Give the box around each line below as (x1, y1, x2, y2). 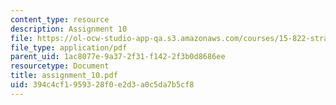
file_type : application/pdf (10, 42, 128, 53)
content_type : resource (10, 14, 110, 25)
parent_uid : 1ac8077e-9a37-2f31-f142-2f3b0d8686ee (10, 52, 226, 62)
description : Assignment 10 (10, 24, 128, 34)
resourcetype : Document (10, 61, 110, 71)
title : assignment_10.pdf (10, 71, 118, 81)
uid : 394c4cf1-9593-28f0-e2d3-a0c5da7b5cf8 (10, 80, 195, 90)
